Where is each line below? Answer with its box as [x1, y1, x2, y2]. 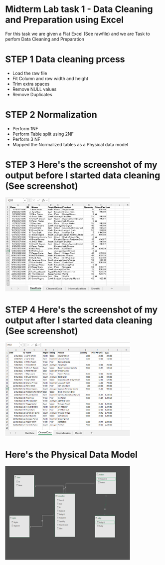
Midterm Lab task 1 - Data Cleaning [5, 4, 153, 15]
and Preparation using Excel [5, 14, 124, 26]
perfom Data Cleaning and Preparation [5, 36, 85, 42]
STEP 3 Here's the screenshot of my [5, 159, 158, 170]
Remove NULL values [12, 86, 57, 92]
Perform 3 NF [12, 136, 41, 142]
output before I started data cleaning [5, 170, 161, 181]
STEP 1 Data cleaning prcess [5, 54, 125, 65]
